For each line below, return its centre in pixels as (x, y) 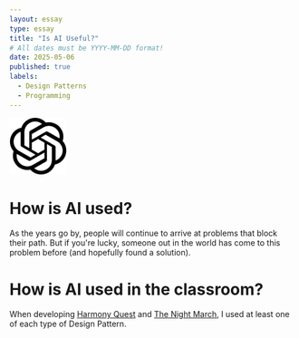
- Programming (44, 95)
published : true (40, 67)
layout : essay (36, 19)
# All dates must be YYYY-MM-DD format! (87, 48)
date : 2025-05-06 (42, 58)
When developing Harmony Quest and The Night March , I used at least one (149, 314)
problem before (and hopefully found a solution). (100, 253)
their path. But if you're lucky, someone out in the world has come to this (145, 243)
